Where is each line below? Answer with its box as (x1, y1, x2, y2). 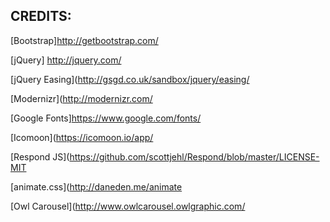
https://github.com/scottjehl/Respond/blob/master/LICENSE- (69, 150, 320, 163)
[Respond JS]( (10, 150, 70, 163)
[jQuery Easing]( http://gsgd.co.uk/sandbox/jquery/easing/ (10, 73, 250, 85)
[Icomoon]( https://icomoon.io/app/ (10, 131, 154, 143)
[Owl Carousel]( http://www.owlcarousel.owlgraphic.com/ (10, 200, 246, 212)
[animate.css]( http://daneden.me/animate (10, 180, 183, 193)
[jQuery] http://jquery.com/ (10, 54, 122, 66)
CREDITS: (10, 8, 72, 25)
